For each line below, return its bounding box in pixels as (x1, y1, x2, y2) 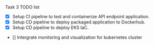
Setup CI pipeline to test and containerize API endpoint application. (12, 14, 150, 19)
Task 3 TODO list (5, 4, 40, 10)
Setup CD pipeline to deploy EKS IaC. (12, 24, 89, 31)
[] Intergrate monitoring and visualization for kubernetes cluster (12, 34, 143, 41)
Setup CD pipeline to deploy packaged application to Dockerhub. (12, 19, 146, 25)
